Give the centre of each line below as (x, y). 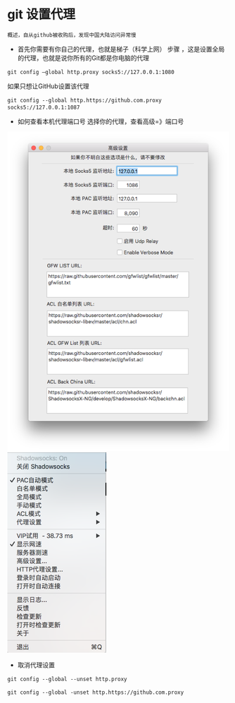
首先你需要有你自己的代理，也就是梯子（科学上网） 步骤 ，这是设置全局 (121, 49)
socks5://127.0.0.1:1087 (44, 107)
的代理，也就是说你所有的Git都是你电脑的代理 (83, 58)
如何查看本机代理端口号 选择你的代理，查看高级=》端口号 (101, 121)
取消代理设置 (36, 665)
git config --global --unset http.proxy (68, 679)
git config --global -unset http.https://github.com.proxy (96, 692)
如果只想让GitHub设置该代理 (48, 86)
